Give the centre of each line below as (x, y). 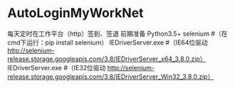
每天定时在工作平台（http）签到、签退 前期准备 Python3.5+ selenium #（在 (117, 33)
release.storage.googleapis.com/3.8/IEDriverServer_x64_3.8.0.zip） (107, 59)
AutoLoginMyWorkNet (75, 13)
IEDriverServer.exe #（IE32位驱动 (57, 67)
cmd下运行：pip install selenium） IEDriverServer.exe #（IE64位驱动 (108, 42)
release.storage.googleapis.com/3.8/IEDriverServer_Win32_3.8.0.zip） (111, 77)
